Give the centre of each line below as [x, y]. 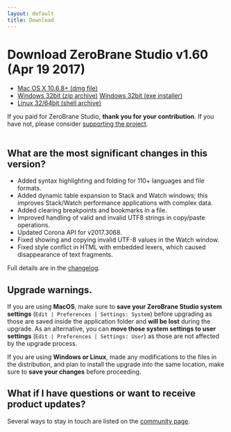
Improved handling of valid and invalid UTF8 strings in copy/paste [111, 218]
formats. [29, 188]
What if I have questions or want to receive [102, 393]
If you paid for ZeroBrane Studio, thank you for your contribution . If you [111, 117]
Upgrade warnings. [50, 290]
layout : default [31, 14]
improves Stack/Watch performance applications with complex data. [115, 203]
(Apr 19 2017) [46, 69]
